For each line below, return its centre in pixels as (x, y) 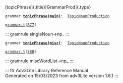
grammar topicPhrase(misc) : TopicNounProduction (58, 43)
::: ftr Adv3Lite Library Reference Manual (47, 70)
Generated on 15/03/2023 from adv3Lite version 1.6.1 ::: (62, 76)
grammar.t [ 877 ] (21, 25)
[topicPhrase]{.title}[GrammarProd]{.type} (48, 7)
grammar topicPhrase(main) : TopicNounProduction (58, 16)
